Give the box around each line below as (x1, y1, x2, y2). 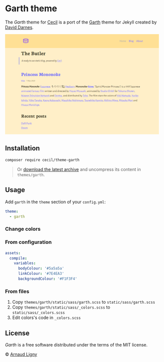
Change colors (5, 226, 41, 233)
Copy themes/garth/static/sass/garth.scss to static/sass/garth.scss (12, 299, 155, 305)
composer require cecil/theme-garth (5, 158, 80, 163)
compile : (9, 256, 27, 261)
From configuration (5, 239, 52, 245)
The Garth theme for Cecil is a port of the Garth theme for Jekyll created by (5, 19, 157, 25)
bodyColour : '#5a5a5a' (18, 266, 64, 271)
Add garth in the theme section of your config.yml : (5, 199, 106, 205)
